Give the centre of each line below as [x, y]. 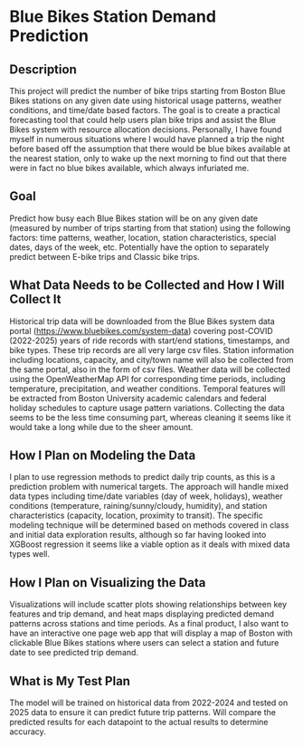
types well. [29, 554]
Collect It [35, 299]
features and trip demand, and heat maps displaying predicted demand [142, 614]
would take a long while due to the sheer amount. [101, 426]
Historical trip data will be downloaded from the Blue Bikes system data [142, 321]
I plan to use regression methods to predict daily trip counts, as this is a [142, 477]
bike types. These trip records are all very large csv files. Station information [152, 349]
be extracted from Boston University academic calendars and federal [138, 398]
